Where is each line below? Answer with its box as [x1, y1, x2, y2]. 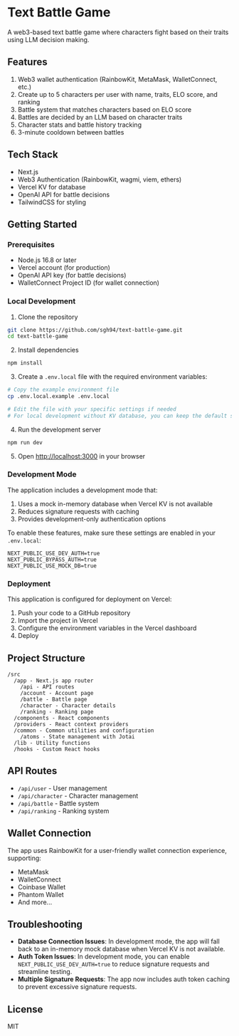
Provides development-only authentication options [17, 514, 166, 523]
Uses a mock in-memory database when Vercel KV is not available [17, 499, 213, 508]
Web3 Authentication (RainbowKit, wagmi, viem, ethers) [17, 175, 182, 184]
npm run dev [7, 439, 43, 446]
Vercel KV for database [17, 182, 86, 191]
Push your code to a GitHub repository [17, 609, 131, 617]
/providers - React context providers [14, 721, 129, 728]
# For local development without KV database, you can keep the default [7, 412, 228, 419]
